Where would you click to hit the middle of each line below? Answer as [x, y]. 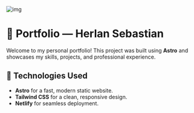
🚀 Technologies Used [47, 76]
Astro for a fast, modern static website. [64, 90]
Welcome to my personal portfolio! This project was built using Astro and [97, 50]
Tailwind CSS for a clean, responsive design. [71, 97]
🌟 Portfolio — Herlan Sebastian [85, 34]
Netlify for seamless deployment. [57, 103]
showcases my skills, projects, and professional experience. [81, 57]
